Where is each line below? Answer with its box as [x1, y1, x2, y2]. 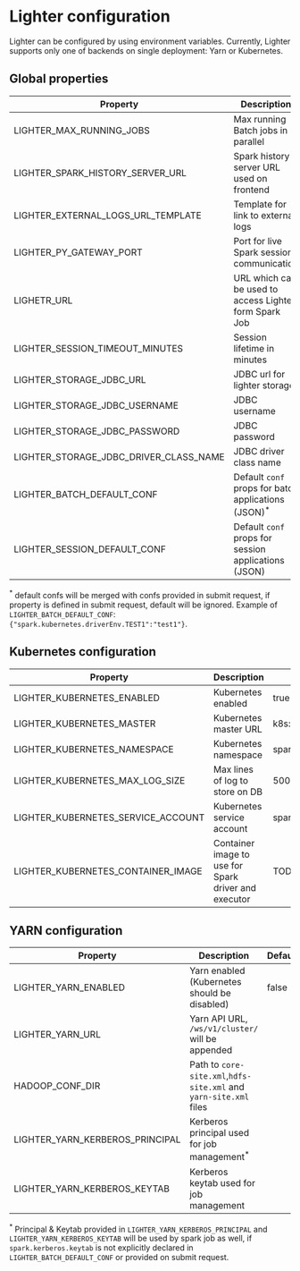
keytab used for [188, 1176, 256, 1189]
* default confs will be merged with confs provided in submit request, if [9, 589, 271, 600]
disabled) [188, 998, 229, 1011]
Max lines [212, 763, 254, 775]
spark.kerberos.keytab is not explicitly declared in [9, 1242, 194, 1253]
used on [233, 172, 268, 184]
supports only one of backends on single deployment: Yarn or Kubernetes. [9, 45, 284, 55]
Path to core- [188, 1058, 246, 1071]
